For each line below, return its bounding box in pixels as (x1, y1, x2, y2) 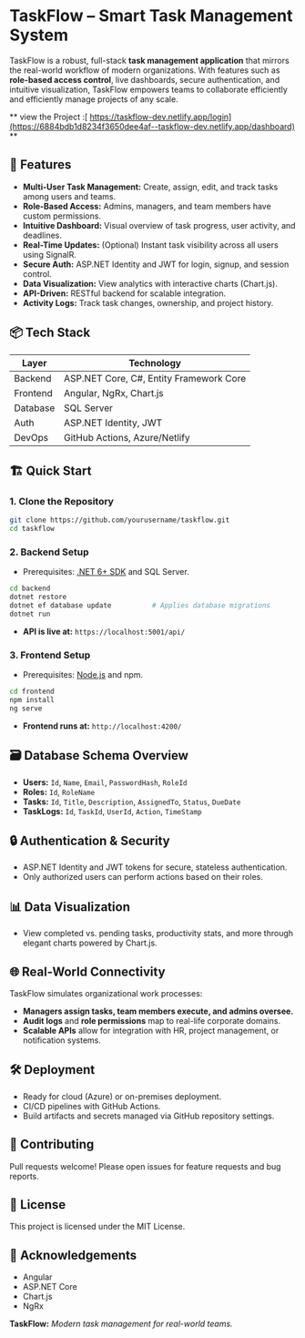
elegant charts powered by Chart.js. (22, 937, 158, 948)
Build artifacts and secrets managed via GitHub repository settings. (22, 1110, 275, 1121)
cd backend (9, 584, 51, 593)
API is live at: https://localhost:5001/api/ (22, 626, 186, 637)
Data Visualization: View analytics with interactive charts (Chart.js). (22, 278, 278, 289)
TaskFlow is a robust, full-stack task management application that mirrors (9, 55, 290, 66)
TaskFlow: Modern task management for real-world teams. (9, 1318, 234, 1330)
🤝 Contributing (9, 1137, 95, 1152)
